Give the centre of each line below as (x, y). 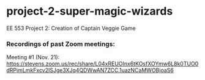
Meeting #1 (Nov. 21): (33, 57)
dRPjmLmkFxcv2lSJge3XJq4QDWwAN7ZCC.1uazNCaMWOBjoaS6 (90, 70)
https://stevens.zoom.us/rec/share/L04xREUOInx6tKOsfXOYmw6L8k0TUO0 (102, 64)
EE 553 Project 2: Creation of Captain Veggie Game (71, 28)
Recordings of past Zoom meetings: (61, 44)
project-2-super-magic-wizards (90, 11)
